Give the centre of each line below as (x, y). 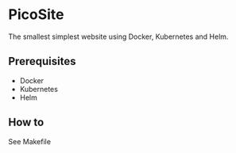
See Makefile (30, 141)
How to (26, 122)
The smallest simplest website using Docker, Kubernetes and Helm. (118, 36)
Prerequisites (42, 61)
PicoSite (36, 15)
